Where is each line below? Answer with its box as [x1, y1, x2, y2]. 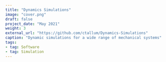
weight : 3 [5, 26, 26, 31]
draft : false [5, 16, 33, 21]
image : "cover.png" [5, 12, 47, 17]
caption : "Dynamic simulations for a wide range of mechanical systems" [5, 35, 162, 40]
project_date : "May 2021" [5, 21, 60, 26]
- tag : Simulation [5, 49, 44, 54]
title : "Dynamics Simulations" [5, 7, 71, 12]
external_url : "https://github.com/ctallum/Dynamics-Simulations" [5, 30, 148, 35]
